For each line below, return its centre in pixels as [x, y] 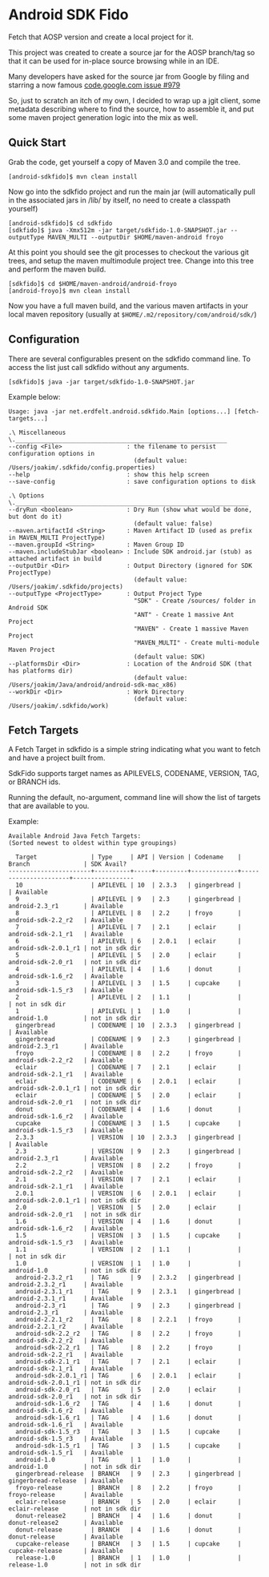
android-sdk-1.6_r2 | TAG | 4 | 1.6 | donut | [128, 1404]
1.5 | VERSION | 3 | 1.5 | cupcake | [128, 1236]
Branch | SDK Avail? [68, 864]
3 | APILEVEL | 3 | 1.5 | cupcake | [128, 984]
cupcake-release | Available [66, 1551]
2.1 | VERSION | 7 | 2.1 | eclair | [128, 1180]
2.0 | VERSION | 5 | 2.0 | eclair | [128, 1208]
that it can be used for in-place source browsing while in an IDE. [114, 61]
